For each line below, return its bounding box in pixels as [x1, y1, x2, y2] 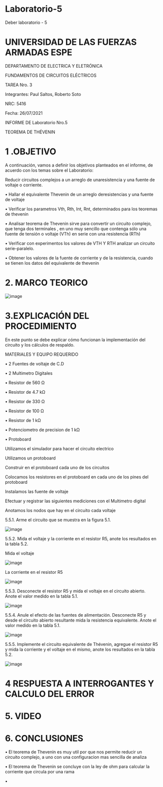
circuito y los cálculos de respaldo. [5, 342, 75, 348]
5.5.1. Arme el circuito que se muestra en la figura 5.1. [5, 517, 111, 523]
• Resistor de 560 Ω [5, 380, 45, 385]
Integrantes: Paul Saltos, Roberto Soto [5, 91, 81, 97]
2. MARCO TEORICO [5, 277, 88, 288]
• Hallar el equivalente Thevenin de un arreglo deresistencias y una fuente [5, 191, 154, 197]
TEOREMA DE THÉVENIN [5, 129, 56, 135]
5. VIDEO [5, 711, 42, 722]
